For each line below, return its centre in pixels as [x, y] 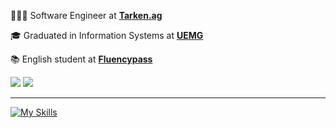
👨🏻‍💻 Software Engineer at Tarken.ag [86, 15]
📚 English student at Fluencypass [81, 59]
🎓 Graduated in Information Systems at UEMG [107, 35]
